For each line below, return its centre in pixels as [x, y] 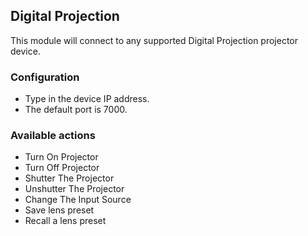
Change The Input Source [78, 200]
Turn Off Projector [62, 168]
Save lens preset [59, 210]
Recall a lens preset [65, 221]
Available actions [53, 136]
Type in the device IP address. [87, 99]
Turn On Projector [61, 157]
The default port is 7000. [76, 110]
